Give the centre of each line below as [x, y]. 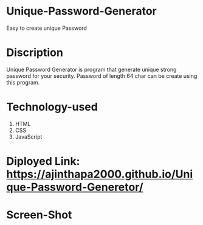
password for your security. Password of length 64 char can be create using [102, 76]
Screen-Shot [39, 215]
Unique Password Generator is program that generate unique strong [91, 69]
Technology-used [52, 107]
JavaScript [29, 137]
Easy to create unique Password [46, 28]
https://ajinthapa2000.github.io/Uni [100, 174]
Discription [35, 53]
